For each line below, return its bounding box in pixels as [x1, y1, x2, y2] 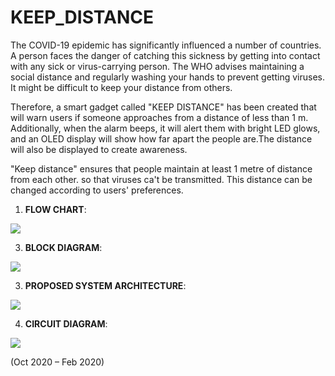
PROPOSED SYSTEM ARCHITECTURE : [24, 279, 187, 291]
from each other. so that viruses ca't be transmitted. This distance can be [10, 173, 313, 185]
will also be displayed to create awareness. [10, 143, 188, 155]
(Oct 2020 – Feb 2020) [10, 356, 105, 368]
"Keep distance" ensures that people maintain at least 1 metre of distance [10, 162, 313, 175]
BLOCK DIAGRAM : [24, 241, 103, 253]
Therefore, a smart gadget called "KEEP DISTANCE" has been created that [10, 101, 317, 113]
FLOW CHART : [24, 203, 87, 215]
